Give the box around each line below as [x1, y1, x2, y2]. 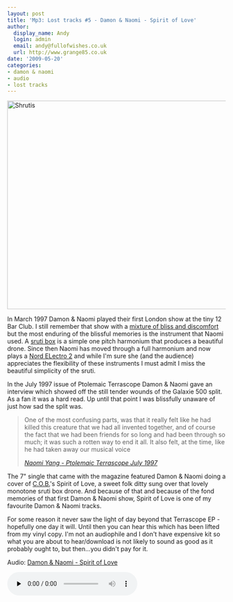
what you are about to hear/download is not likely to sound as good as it [7, 537, 214, 546]
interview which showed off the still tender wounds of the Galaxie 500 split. [7, 387, 223, 396]
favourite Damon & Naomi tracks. [7, 502, 102, 510]
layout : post [7, 10, 45, 17]
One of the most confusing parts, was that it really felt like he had [24, 416, 212, 424]
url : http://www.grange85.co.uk [13, 49, 107, 56]
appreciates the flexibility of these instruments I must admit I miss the [7, 359, 206, 368]
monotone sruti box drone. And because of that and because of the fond [7, 487, 215, 496]
